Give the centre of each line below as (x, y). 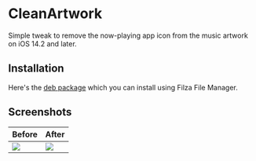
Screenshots (40, 112)
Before (25, 134)
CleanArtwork (55, 14)
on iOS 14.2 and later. (42, 43)
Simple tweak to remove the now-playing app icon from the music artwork (128, 35)
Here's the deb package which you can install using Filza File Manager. (123, 87)
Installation (36, 69)
